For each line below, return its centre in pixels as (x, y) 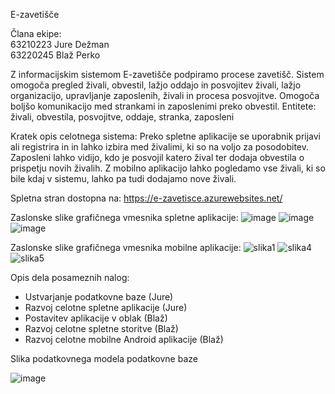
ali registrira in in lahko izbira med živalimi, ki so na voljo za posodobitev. (160, 147)
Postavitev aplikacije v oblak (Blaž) (96, 318)
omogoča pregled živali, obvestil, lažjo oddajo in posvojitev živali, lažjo (156, 85)
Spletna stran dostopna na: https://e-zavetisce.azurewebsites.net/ (146, 198)
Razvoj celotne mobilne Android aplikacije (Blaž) (124, 339)
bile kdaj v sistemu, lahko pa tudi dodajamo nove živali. (123, 178)
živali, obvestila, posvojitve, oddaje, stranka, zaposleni (122, 117)
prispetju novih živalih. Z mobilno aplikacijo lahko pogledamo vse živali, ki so (168, 168)
